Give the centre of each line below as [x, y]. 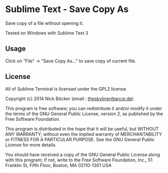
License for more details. [31, 145]
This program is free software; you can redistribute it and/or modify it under [84, 108]
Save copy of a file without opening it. [45, 23]
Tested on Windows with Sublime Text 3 [47, 33]
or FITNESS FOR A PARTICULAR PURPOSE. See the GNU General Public [80, 139]
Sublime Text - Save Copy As [67, 9]
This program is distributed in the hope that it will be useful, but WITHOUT [82, 129]
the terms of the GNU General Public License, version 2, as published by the [84, 114]
